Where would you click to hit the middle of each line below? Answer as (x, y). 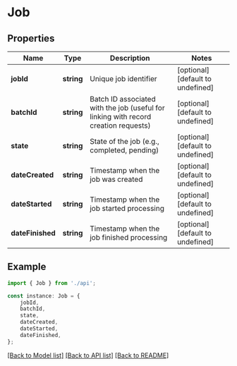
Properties (31, 38)
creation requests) (120, 126)
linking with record (120, 117)
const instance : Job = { (44, 296)
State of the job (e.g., (124, 141)
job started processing (127, 208)
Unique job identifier (123, 79)
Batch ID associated (123, 99)
